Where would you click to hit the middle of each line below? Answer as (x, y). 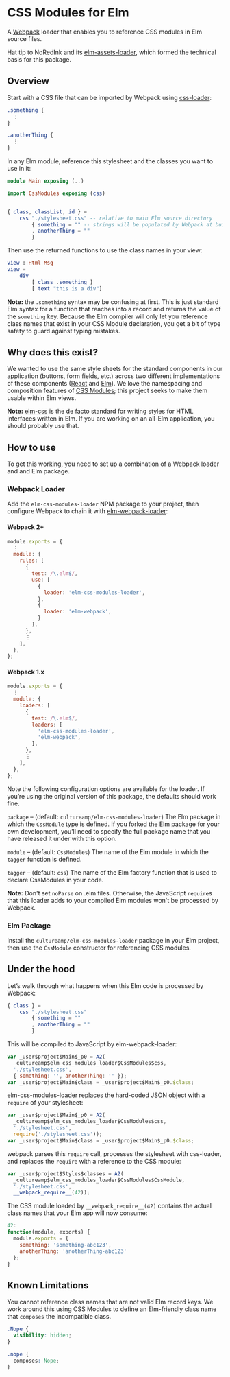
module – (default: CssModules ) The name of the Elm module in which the (108, 851)
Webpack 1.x (26, 672)
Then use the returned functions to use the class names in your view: (105, 250)
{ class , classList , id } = (47, 212)
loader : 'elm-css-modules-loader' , (94, 592)
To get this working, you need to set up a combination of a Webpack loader (113, 464)
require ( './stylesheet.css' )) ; (58, 1134)
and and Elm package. (39, 471)
